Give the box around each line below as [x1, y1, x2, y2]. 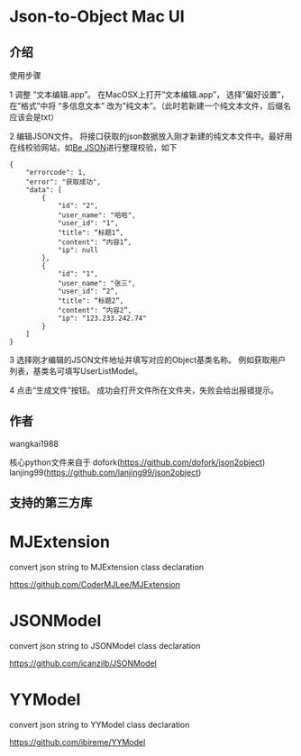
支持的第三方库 [9, 496, 93, 511]
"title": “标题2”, [57, 296, 124, 305]
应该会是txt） [9, 112, 59, 123]
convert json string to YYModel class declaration [9, 719, 190, 731]
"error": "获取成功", [25, 178, 102, 187]
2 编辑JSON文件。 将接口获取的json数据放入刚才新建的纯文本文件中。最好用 [9, 131, 293, 141]
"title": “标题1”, [57, 228, 124, 237]
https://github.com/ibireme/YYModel [9, 737, 146, 748]
